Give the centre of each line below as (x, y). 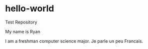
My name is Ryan (23, 31)
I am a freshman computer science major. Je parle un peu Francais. (74, 41)
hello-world (30, 9)
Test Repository (21, 22)
